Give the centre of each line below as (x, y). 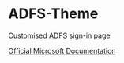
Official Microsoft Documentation (62, 50)
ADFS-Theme (53, 14)
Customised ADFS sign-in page (59, 35)
